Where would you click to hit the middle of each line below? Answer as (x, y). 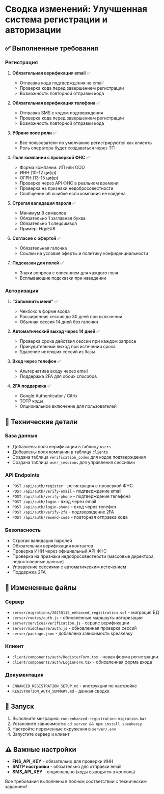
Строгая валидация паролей (42, 541)
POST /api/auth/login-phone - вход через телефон (64, 507)
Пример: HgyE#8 (37, 228)
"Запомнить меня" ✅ (35, 301)
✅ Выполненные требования (52, 48)
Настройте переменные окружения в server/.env (64, 729)
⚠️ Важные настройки (41, 749)
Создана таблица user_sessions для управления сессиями (73, 462)
